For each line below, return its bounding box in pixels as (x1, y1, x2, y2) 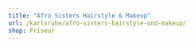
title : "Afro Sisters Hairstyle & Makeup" (8, 11, 151, 20)
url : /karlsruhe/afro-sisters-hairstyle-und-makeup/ (8, 19, 187, 27)
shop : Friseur (8, 26, 56, 34)
